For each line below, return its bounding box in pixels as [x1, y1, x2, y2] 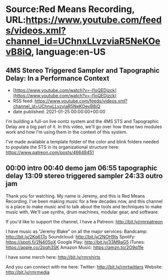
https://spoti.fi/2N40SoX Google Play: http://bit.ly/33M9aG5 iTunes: [5, 239, 145, 245]
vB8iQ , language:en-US [5, 46, 106, 58]
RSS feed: [12, 98, 34, 104]
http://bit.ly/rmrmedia [5, 269, 49, 275]
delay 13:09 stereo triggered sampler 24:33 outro [5, 172, 163, 180]
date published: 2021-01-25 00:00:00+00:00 [12, 109, 105, 114]
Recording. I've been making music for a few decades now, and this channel [5, 198, 163, 204]
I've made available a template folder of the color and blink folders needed [5, 139, 159, 145]
